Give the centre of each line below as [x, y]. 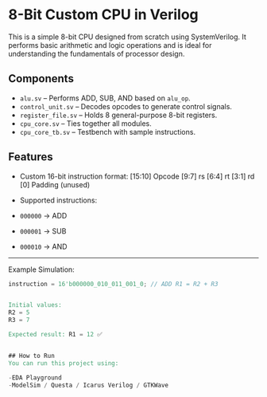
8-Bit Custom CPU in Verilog [103, 15]
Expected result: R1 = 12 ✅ [56, 335]
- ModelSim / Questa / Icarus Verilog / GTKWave [89, 385]
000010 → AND [43, 246]
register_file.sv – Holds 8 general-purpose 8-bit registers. [118, 115]
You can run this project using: [64, 363]
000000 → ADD [43, 215]
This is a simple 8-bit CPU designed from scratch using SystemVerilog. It [127, 37]
